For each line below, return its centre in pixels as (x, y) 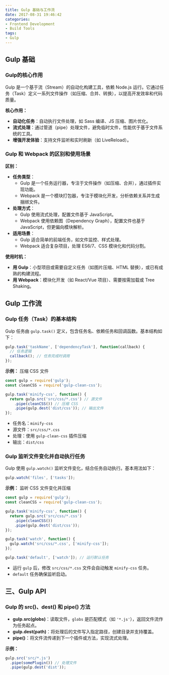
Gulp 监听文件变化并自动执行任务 (45, 457)
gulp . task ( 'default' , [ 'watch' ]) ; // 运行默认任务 (57, 558)
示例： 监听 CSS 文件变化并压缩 (38, 488)
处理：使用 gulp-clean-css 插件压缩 (49, 436)
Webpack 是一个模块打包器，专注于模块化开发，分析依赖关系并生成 (90, 195)
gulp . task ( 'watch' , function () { (40, 539)
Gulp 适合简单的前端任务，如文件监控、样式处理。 (72, 239)
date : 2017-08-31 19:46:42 (33, 15)
